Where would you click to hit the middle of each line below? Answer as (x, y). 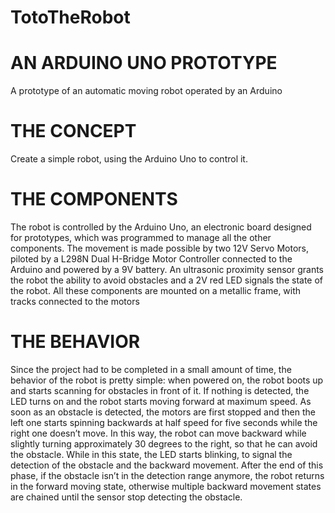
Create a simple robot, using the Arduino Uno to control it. (129, 159)
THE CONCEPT (73, 131)
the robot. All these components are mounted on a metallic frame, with (156, 290)
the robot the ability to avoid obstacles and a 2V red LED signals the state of (167, 280)
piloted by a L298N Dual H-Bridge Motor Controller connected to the (151, 259)
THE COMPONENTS (94, 199)
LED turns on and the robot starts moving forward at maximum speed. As (161, 401)
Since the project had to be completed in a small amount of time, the (151, 369)
